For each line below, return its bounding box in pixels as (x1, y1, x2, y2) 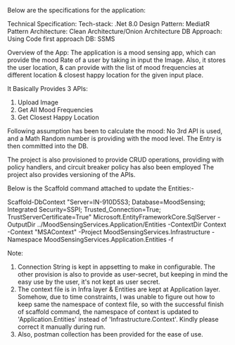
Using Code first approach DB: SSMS (7, 35, 115, 43)
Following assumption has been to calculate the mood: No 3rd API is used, (7, 127, 223, 135)
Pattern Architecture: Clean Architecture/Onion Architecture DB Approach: (7, 28, 223, 35)
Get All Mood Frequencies (17, 106, 94, 114)
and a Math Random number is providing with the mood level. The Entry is (7, 134, 222, 143)
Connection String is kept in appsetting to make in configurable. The (17, 262, 216, 271)
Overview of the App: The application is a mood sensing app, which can (7, 49, 216, 56)
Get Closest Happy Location (17, 113, 100, 121)
